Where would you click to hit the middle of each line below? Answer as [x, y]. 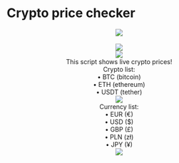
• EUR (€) [119, 114]
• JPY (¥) [119, 144]
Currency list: [119, 106]
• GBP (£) [119, 129]
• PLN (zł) [119, 137]
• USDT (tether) [119, 92]
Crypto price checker [71, 13]
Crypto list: [119, 69]
